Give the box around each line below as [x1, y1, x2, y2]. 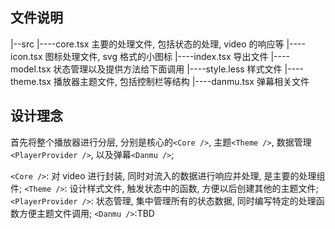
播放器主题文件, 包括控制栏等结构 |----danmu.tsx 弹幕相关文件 [53, 75, 310, 87]
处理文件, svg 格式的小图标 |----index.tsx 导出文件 [62, 50, 269, 62]
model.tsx [10, 63, 52, 75]
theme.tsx [10, 75, 52, 87]
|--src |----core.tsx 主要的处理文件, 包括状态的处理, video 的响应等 [10, 38, 285, 50]
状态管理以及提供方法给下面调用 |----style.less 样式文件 [53, 63, 283, 75]
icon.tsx [10, 50, 43, 62]
